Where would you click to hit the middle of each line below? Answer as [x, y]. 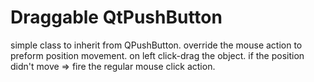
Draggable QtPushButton [116, 17]
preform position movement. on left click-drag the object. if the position [157, 55]
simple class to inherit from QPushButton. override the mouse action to [156, 45]
